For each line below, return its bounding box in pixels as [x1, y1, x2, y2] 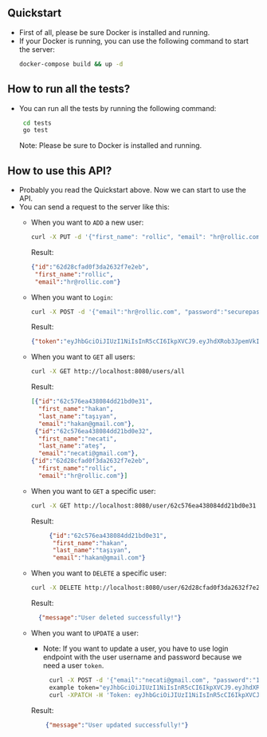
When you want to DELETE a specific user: [30, 568, 167, 578]
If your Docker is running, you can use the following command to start [18, 36, 249, 46]
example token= [49, 683, 100, 691]
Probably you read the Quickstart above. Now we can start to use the [18, 185, 246, 195]
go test [22, 126, 49, 134]
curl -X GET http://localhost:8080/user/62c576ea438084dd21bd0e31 [30, 501, 257, 510]
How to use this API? [7, 164, 112, 177]
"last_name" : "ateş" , [37, 442, 107, 450]
